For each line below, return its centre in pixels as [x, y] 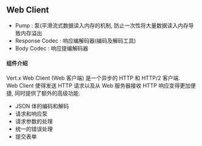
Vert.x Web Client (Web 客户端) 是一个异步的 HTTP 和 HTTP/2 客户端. [93, 78]
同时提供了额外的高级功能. [47, 93]
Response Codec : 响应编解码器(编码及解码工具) [75, 40]
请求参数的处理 [34, 122]
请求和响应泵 [31, 114]
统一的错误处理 [34, 129]
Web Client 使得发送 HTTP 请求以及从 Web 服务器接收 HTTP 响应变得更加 [98, 86]
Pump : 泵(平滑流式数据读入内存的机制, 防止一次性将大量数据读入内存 [102, 25]
